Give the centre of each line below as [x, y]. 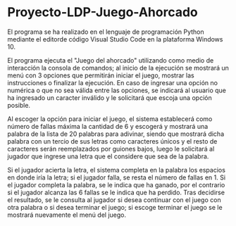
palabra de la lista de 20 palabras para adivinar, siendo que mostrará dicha [116, 134]
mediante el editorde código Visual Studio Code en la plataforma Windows [115, 39]
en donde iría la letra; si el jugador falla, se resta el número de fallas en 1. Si [117, 177]
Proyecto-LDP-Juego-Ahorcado [103, 12]
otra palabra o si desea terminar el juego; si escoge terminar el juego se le [115, 207]
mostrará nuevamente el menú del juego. [67, 215]
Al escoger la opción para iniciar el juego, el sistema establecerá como [110, 119]
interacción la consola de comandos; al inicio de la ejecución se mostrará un [118, 68]
